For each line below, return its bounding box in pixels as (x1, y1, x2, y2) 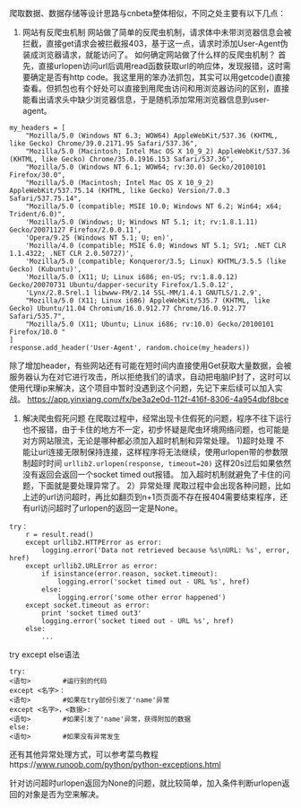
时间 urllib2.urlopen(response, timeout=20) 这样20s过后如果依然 (46, 458, 292, 469)
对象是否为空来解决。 (24, 789, 104, 799)
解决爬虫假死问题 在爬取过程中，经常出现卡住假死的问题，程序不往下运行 (21, 413, 292, 424)
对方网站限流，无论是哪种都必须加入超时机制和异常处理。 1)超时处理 (21, 435, 275, 446)
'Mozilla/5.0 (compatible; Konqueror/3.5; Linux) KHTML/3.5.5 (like (25, 257, 287, 266)
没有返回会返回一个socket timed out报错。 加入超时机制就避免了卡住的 (21, 470, 283, 479)
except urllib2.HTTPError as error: (25, 538, 163, 547)
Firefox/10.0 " (9, 328, 66, 337)
